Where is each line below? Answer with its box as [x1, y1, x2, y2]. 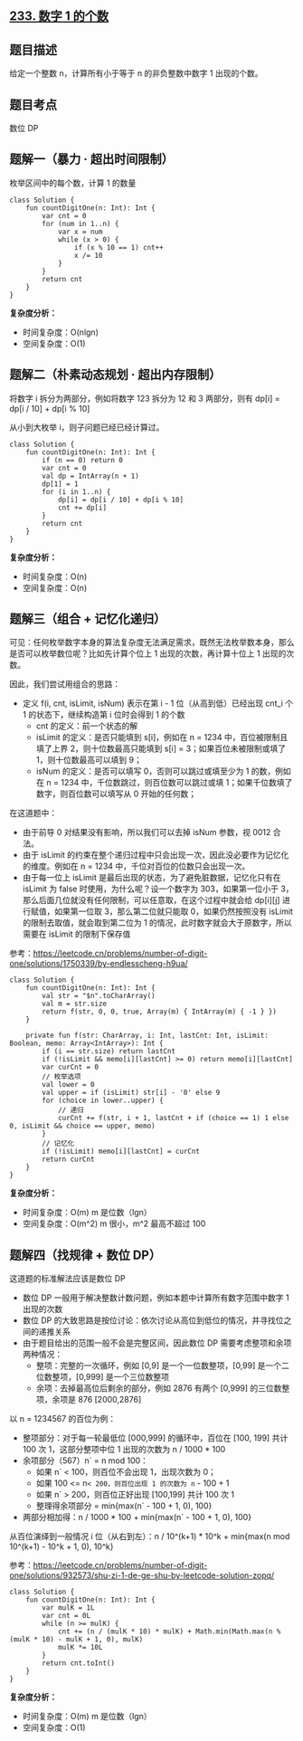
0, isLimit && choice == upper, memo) [9, 1121, 156, 1131]
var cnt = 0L [42, 1612, 91, 1621]
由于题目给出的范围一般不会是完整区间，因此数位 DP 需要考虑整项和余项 [22, 1337, 292, 1348]
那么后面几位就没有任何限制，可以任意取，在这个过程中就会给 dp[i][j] [22, 895, 280, 906]
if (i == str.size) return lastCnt [42, 1047, 176, 1056]
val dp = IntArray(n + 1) [42, 471, 140, 480]
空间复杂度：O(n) [22, 582, 88, 593]
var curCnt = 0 [42, 1062, 99, 1072]
